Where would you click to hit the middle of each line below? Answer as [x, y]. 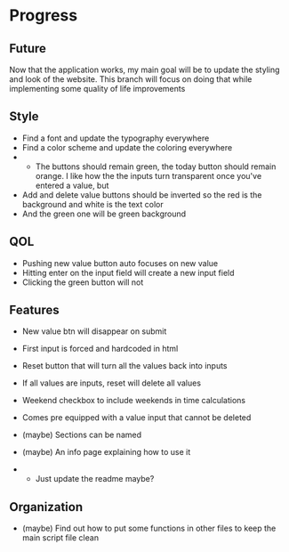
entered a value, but [72, 185]
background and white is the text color [92, 204]
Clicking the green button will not [83, 282]
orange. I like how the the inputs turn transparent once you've [149, 175]
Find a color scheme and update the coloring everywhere [127, 147]
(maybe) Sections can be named [82, 435]
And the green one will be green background [104, 214]
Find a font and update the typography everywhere [116, 138]
